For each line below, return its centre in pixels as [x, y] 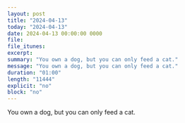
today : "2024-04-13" [38, 27]
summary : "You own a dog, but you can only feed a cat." [93, 60]
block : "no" [25, 92]
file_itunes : [26, 46]
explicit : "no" [30, 86]
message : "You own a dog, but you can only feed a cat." [93, 66]
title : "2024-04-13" [38, 20]
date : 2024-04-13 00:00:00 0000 [55, 33]
